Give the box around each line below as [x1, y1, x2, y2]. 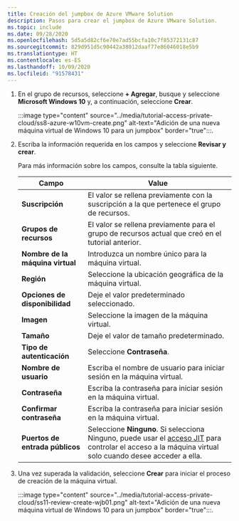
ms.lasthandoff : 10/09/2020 [7, 63, 91, 70]
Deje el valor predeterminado [87, 290, 185, 300]
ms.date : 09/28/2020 [7, 30, 69, 38]
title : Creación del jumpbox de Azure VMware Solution [7, 10, 174, 18]
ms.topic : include [7, 23, 62, 31]
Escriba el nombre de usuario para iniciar [87, 362, 225, 372]
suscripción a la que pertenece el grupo [87, 199, 221, 209]
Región [21, 273, 46, 283]
